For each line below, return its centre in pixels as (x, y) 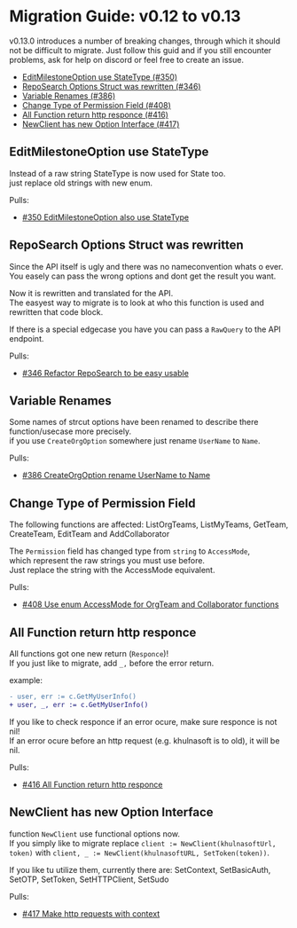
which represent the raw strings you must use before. (107, 561)
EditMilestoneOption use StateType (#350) (100, 76)
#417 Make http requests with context (91, 913)
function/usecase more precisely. (70, 431)
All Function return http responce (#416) (95, 114)
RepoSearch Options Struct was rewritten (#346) (111, 86)
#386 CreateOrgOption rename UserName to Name (116, 476)
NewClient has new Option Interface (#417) (101, 124)
